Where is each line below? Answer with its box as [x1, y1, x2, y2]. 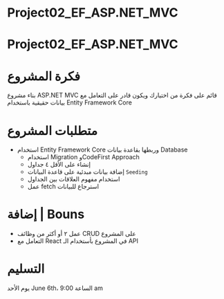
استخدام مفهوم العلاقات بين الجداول [27, 175, 120, 183]
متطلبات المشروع [7, 123, 98, 138]
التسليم [7, 261, 45, 277]
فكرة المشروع [7, 68, 81, 84]
